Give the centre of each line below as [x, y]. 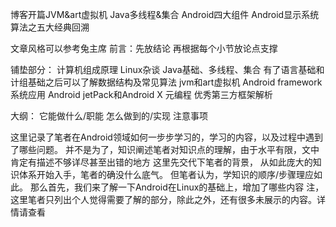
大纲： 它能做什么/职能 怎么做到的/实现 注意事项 [109, 116]
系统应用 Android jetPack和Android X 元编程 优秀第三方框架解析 [141, 94]
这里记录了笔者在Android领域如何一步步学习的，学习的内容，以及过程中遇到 [166, 137]
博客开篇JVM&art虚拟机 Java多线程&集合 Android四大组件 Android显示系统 [165, 14]
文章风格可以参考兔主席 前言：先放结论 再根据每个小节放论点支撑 [144, 48]
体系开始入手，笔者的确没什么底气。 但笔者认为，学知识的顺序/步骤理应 [166, 174]
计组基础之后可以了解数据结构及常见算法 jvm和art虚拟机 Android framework [166, 82]
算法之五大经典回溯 [50, 27]
